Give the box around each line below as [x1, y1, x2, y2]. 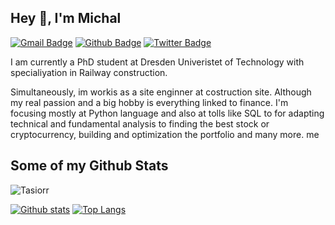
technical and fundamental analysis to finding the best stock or [10, 117, 270, 130]
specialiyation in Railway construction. [10, 66, 168, 78]
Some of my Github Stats [10, 157, 169, 175]
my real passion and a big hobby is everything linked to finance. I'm [10, 96, 289, 108]
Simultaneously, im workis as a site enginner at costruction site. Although [10, 86, 312, 98]
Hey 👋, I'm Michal [10, 10, 122, 27]
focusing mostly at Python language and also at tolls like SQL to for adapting [10, 107, 325, 119]
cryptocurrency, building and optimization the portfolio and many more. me [10, 128, 320, 140]
